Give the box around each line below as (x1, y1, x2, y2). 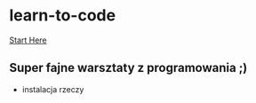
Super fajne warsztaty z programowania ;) (9, 60, 248, 75)
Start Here (9, 35, 47, 45)
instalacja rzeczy (21, 83, 84, 94)
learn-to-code (9, 5, 116, 26)
